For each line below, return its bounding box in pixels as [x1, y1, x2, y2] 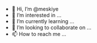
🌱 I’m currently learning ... [11, 18, 75, 24]
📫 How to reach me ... [11, 31, 66, 37]
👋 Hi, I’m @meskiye [11, 6, 59, 12]
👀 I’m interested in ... [11, 12, 62, 19]
